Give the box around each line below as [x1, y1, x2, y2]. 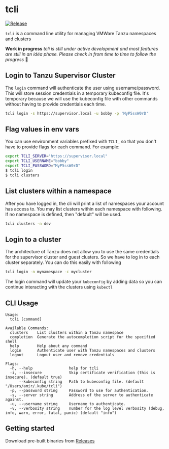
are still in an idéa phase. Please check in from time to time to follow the [5, 51, 156, 57]
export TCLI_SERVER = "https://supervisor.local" [5, 154, 108, 159]
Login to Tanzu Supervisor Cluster [5, 71, 116, 80]
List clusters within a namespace [5, 187, 112, 196]
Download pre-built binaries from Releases [5, 437, 95, 444]
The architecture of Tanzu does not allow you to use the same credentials [5, 249, 159, 255]
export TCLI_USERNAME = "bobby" [5, 159, 70, 164]
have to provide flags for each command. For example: [5, 144, 120, 150]
